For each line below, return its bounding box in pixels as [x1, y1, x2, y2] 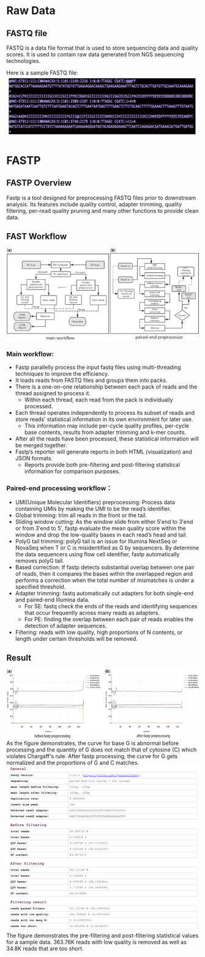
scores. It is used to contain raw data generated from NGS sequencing [6, 51, 185, 58]
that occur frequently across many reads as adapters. [24, 609, 160, 616]
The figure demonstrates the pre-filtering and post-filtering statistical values [6, 931, 199, 939]
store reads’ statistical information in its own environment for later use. [15, 415, 193, 423]
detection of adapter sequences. [24, 622, 107, 629]
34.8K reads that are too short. [6, 945, 84, 952]
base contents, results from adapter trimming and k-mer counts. [24, 429, 187, 436]
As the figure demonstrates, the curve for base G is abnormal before [6, 740, 179, 747]
